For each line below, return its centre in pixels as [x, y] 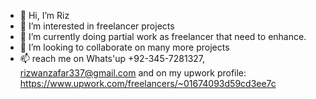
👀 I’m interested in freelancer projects [97, 26]
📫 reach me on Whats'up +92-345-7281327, [112, 58]
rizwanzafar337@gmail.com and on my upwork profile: [133, 73]
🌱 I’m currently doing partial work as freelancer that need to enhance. [163, 36]
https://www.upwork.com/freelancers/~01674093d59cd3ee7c [148, 83]
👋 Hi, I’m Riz [44, 15]
